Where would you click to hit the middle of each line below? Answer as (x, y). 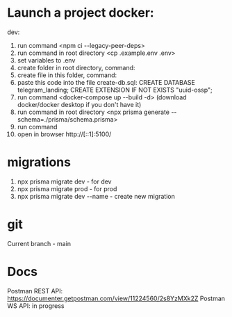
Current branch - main (39, 243)
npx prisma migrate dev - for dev (64, 181)
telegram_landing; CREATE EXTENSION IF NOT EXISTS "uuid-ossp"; (115, 90)
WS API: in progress (36, 306)
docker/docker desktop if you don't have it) (79, 104)
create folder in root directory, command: (76, 67)
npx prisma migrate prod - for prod (67, 188)
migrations (39, 162)
